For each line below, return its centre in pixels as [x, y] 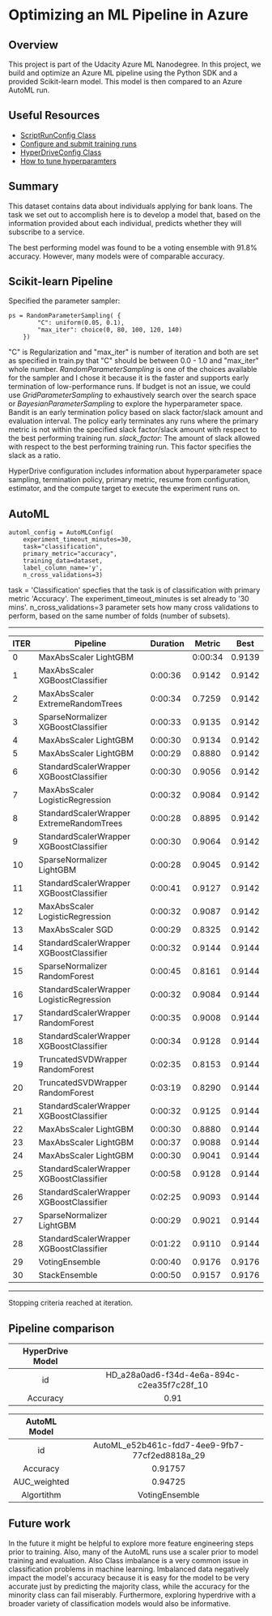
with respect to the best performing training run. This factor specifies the [130, 447]
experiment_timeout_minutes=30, [77, 540]
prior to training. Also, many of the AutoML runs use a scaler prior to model [134, 1552]
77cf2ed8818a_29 [169, 1456]
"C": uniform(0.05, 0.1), [81, 323]
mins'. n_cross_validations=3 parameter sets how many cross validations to [134, 607]
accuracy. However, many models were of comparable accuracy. [117, 256]
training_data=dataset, [63, 561]
